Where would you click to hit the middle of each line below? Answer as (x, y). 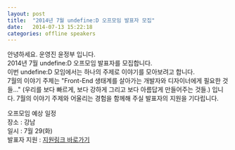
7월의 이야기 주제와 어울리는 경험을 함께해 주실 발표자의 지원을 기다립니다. (118, 99)
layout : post (26, 14)
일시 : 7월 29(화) (30, 131)
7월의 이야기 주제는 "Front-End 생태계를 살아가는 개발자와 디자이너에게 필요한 (114, 81)
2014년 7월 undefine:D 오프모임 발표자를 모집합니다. (80, 63)
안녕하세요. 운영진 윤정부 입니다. (52, 54)
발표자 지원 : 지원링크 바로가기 (49, 140)
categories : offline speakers (52, 33)
